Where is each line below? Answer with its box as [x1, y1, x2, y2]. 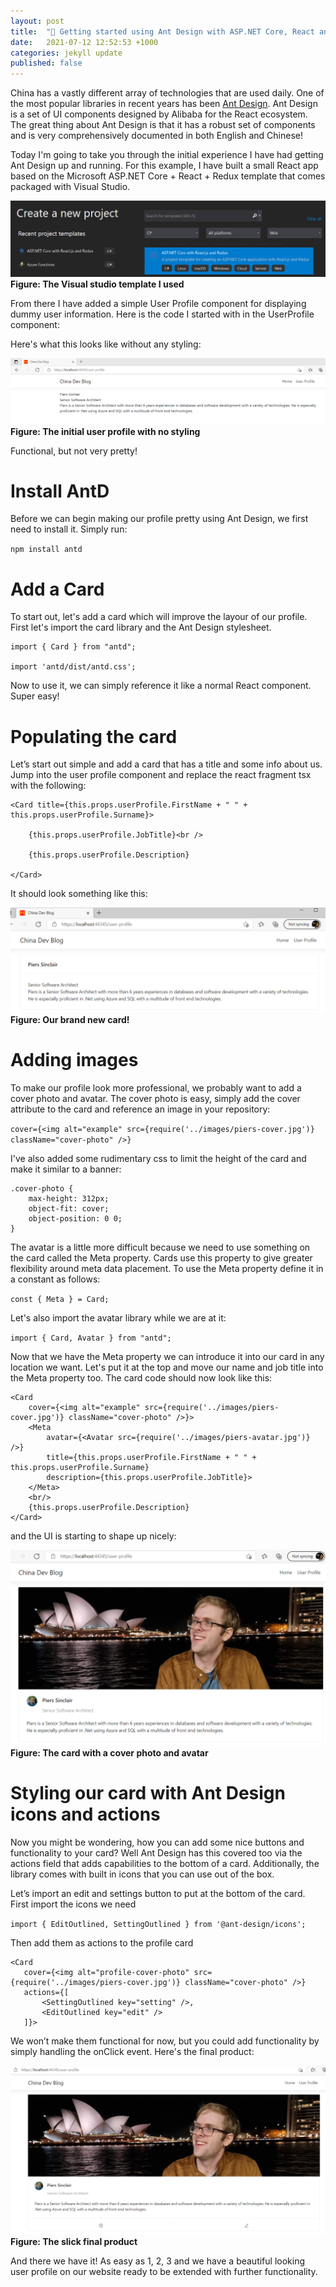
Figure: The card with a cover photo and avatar [10, 1746, 209, 1759]
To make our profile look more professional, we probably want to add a [10, 1081, 302, 1094]
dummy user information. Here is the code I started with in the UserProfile [10, 308, 315, 320]
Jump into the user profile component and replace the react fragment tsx [10, 769, 312, 781]
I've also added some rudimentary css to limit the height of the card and [10, 1152, 307, 1164]
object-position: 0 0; [28, 1213, 123, 1224]
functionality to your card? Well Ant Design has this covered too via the [10, 1846, 303, 1859]
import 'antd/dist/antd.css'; [10, 662, 137, 672]
